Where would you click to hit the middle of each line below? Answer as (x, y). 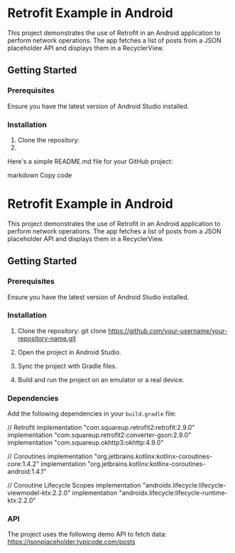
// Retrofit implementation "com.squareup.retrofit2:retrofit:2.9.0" (101, 428)
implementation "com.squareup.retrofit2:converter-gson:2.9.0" (99, 435)
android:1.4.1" (27, 472)
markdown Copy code (40, 175)
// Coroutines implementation (50, 456)
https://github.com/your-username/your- (168, 331)
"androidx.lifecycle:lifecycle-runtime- (174, 493)
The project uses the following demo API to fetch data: (87, 534)
